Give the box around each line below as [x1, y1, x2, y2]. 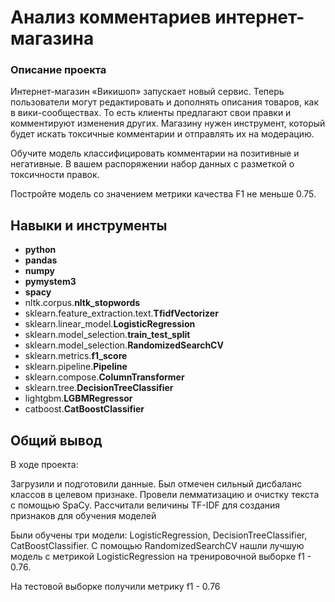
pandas [24, 254, 58, 266]
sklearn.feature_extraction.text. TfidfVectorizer [24, 307, 219, 320]
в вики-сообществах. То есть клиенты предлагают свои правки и [10, 107, 292, 119]
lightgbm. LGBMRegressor [24, 392, 133, 405]
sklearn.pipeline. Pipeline [24, 361, 128, 373]
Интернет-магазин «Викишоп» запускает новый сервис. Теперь [10, 86, 285, 98]
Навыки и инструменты [10, 217, 168, 234]
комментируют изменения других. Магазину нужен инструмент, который [10, 117, 326, 130]
